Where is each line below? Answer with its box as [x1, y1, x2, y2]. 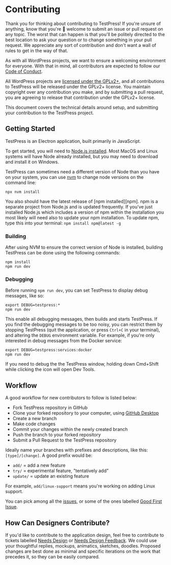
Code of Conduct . [5, 68, 43, 74]
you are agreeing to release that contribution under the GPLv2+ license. [5, 94, 156, 100]
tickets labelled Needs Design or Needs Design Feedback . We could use [5, 537, 157, 544]
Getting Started [5, 124, 55, 133]
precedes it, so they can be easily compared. [5, 553, 100, 559]
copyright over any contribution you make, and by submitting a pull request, [5, 89, 164, 95]
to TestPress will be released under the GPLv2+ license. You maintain [5, 83, 151, 90]
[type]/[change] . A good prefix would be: [5, 452, 93, 458]
